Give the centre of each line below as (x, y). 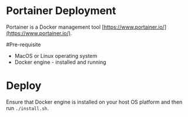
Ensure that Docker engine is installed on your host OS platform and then (94, 102)
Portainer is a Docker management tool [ (55, 27)
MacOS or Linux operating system (56, 56)
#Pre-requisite (23, 44)
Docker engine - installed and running (61, 62)
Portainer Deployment (61, 11)
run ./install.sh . (27, 108)
